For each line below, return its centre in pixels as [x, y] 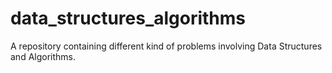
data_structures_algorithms [128, 18]
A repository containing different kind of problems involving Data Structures [166, 46]
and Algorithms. [43, 56]
